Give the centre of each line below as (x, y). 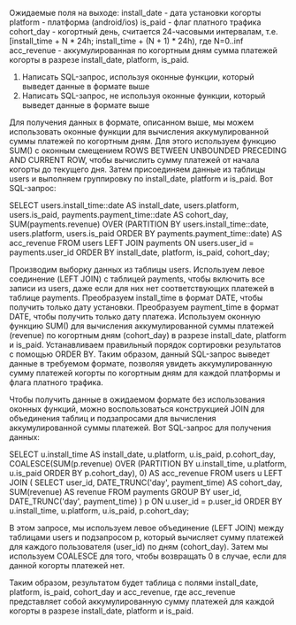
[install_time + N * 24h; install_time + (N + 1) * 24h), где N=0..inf (126, 41)
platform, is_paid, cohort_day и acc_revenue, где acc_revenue (122, 592)
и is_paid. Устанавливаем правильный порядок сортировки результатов (145, 345)
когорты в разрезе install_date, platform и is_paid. (102, 611)
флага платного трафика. (56, 382)
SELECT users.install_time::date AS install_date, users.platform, (124, 205)
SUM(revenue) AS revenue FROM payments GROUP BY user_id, (125, 492)
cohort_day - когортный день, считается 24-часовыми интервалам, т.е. (144, 31)
